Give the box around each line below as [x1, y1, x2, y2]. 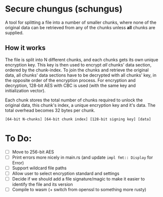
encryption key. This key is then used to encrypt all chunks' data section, [5, 62, 152, 67]
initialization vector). [5, 87, 46, 93]
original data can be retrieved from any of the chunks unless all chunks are [5, 24, 156, 30]
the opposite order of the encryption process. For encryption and [5, 77, 136, 83]
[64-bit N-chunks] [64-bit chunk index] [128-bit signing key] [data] [5, 116, 151, 122]
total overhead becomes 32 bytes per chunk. [5, 107, 95, 113]
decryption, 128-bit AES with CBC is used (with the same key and [5, 82, 136, 88]
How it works [5, 44, 46, 52]
